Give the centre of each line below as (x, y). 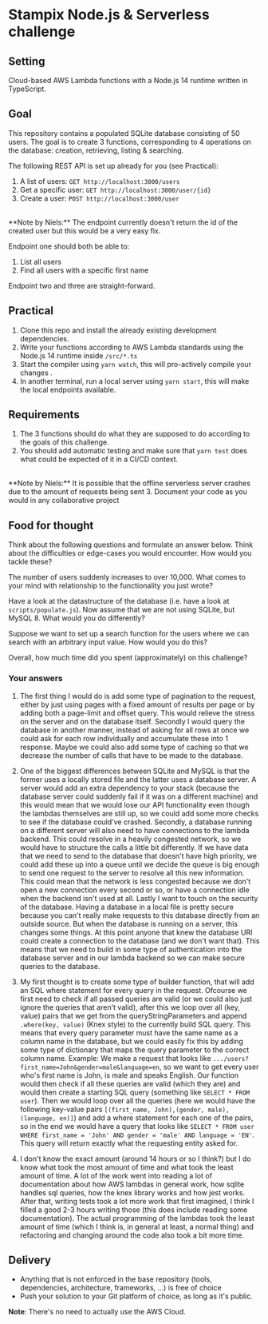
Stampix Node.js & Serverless (109, 15)
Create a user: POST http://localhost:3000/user (99, 198)
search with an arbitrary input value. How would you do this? (108, 642)
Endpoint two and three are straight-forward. (82, 285)
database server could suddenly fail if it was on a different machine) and (139, 796)
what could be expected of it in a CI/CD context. (99, 459)
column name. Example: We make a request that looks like (115, 1058)
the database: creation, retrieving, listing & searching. (96, 150)
